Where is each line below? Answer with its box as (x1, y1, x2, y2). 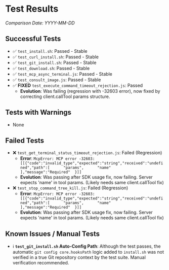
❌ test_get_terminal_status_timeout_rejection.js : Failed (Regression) (12, 150, 162, 156)
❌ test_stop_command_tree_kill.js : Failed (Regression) (12, 185, 129, 191)
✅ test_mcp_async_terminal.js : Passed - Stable (12, 71, 112, 77)
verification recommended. (12, 260, 69, 266)
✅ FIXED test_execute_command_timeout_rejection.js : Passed (12, 82, 143, 88)
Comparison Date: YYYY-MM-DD (5, 20, 75, 26)
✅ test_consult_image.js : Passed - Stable (12, 77, 101, 83)
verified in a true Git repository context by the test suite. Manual (12, 254, 146, 260)
